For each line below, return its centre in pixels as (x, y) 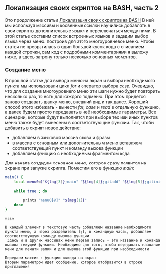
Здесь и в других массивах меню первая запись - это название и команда (84, 240)
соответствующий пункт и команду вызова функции (67, 148)
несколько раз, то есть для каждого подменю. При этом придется (75, 97)
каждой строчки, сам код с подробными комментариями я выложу (77, 52)
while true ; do (31, 191)
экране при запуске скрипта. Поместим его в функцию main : (70, 168)
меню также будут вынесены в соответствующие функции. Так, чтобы (80, 123)
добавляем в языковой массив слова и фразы (61, 138)
